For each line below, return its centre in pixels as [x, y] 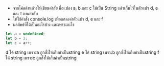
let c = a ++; [19, 43]
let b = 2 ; [17, 38]
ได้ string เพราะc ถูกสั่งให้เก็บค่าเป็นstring [41, 58]
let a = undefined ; [25, 34]
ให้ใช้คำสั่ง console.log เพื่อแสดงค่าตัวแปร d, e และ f [58, 19]
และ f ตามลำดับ [25, 13]
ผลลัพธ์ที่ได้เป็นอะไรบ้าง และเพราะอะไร [44, 24]
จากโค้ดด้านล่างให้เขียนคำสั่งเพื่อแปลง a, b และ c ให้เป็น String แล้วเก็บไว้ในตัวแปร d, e [85, 8]
